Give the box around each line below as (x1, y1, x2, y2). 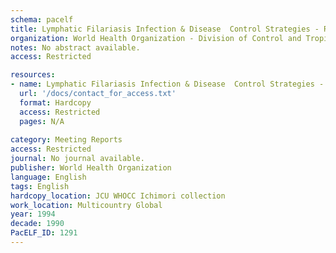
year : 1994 (10, 209, 56, 220)
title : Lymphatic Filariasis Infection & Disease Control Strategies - (10, 24, 320, 34)
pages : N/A (19, 116, 65, 126)
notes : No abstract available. (10, 42, 141, 53)
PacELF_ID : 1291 (10, 228, 78, 238)
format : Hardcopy (19, 97, 92, 108)
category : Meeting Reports (10, 135, 123, 145)
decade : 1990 (10, 219, 65, 229)
